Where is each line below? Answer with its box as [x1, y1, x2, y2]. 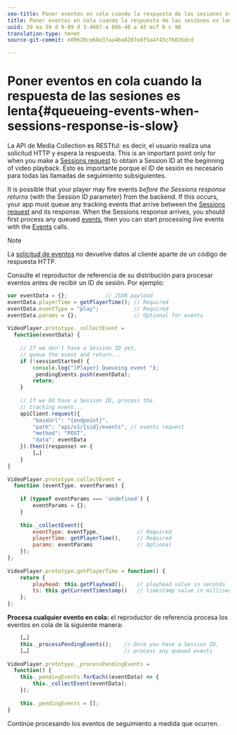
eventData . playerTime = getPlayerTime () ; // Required [7, 298, 169, 305]
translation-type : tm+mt [7, 30, 80, 37]
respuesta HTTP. [7, 257, 56, 266]
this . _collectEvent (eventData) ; [32, 680, 128, 688]
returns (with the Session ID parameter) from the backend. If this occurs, [7, 193, 219, 201]
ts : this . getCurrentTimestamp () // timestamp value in [32, 587, 203, 595]
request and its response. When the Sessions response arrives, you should [7, 207, 226, 216]
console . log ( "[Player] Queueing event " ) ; [32, 364, 159, 371]
